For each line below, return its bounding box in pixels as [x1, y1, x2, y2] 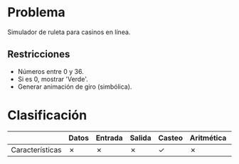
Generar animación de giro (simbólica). [17, 82, 132, 91]
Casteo [158, 133, 184, 143]
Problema [7, 4, 65, 21]
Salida [129, 133, 152, 143]
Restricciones [7, 48, 70, 60]
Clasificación [7, 107, 87, 123]
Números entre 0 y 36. [17, 67, 84, 75]
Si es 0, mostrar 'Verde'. [17, 75, 88, 83]
